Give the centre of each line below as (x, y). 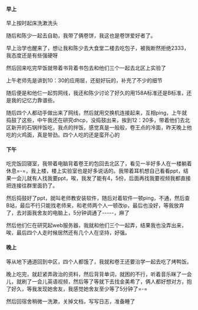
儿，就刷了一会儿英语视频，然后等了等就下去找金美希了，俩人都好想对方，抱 (99, 281)
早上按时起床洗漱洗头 (32, 23)
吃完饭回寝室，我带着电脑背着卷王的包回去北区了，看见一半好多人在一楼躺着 (99, 164)
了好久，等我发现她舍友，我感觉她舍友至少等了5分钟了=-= (77, 289)
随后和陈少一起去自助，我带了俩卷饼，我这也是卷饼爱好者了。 (81, 36)
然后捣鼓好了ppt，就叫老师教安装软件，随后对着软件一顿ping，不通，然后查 (98, 198)
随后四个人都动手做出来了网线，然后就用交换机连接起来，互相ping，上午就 (97, 113)
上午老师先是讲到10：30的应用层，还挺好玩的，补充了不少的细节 (85, 81)
